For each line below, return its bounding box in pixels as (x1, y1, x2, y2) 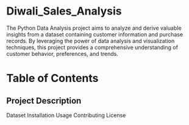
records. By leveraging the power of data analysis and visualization (6, 37, 175, 44)
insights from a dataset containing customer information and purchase (6, 30, 184, 38)
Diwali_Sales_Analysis (6, 4, 122, 18)
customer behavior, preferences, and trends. (6, 50, 119, 57)
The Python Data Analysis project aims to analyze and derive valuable (6, 24, 182, 32)
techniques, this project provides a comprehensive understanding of (6, 44, 179, 51)
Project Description (6, 95, 82, 106)
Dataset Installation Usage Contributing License (6, 111, 126, 119)
